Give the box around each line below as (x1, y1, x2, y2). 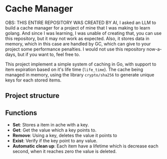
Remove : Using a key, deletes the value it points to (12, 132, 117, 138)
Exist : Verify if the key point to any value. (12, 138, 98, 144)
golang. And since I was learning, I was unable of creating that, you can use (5, 30, 162, 36)
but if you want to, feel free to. (17, 51, 80, 57)
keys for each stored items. (5, 77, 62, 83)
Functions (5, 108, 38, 117)
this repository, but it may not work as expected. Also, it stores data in (5, 35, 149, 41)
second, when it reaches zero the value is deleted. (12, 148, 117, 154)
